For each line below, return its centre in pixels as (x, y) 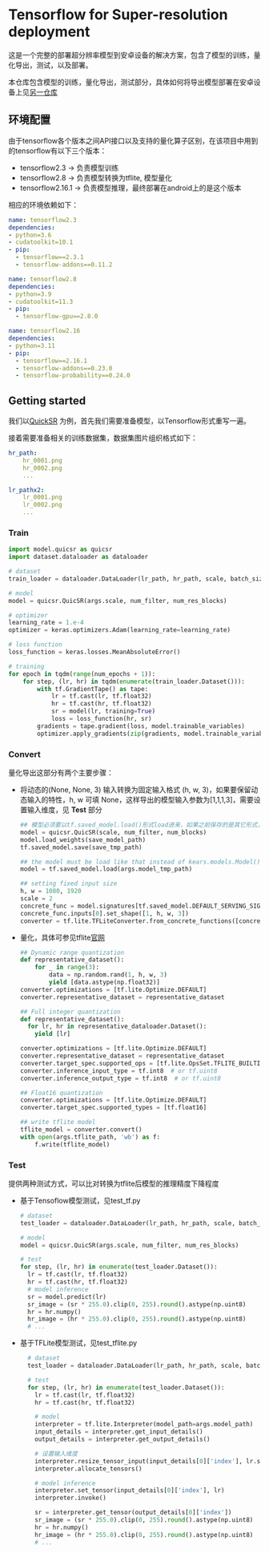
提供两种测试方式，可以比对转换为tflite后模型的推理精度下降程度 (114, 1183)
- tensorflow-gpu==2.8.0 (57, 317)
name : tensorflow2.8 (43, 279)
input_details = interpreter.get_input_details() (119, 1432)
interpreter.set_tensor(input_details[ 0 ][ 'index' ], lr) (130, 1490)
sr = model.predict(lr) (67, 1296)
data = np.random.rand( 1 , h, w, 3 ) (108, 975)
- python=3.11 (32, 346)
